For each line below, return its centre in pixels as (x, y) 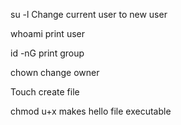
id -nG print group (47, 53)
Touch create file (45, 92)
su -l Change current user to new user (89, 14)
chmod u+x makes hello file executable (91, 111)
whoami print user (47, 33)
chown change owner (55, 72)
